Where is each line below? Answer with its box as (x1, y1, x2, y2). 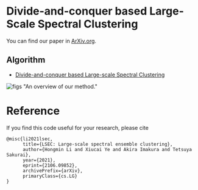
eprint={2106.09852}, (22, 162, 78, 168)
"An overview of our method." (23, 83, 97, 90)
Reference (6, 104, 60, 118)
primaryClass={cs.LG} (22, 173, 78, 179)
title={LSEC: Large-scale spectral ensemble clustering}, (22, 141, 173, 147)
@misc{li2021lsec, (6, 135, 53, 142)
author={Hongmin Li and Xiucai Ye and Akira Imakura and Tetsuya (22, 146, 192, 152)
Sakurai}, (6, 152, 32, 158)
